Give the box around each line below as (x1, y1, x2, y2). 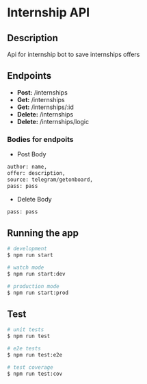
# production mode (7, 283, 59, 289)
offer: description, (7, 169, 66, 176)
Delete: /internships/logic (16, 117, 90, 125)
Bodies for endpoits (7, 134, 74, 144)
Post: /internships (16, 88, 68, 97)
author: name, (7, 163, 48, 171)
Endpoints (7, 70, 52, 82)
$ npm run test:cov (7, 370, 63, 377)
